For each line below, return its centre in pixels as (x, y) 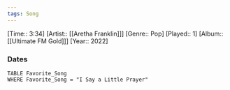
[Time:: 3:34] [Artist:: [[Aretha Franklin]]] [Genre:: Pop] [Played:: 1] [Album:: (115, 33)
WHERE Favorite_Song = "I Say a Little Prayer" (78, 80)
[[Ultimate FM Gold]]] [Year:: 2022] (58, 41)
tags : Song (23, 14)
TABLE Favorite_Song (37, 73)
